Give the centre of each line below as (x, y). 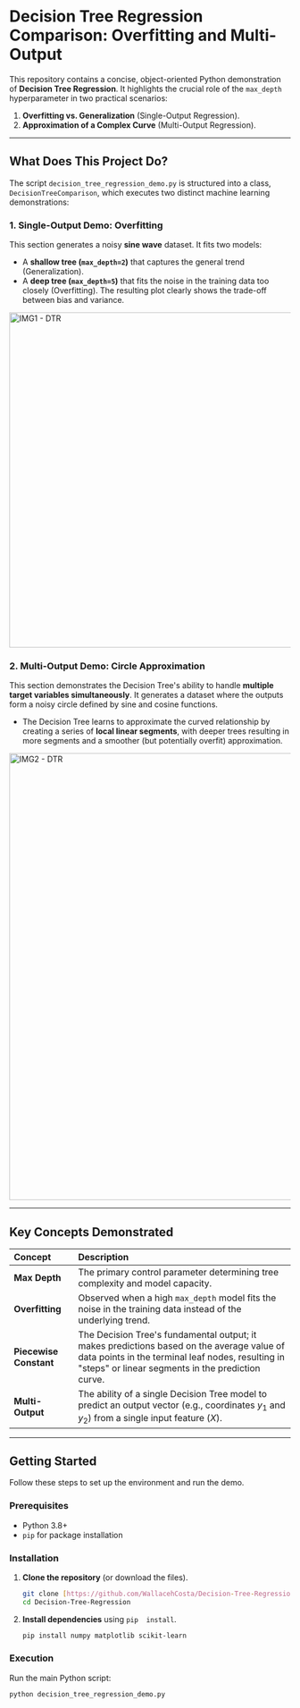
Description (104, 1258)
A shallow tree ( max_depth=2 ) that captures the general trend (133, 262)
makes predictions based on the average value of (182, 1346)
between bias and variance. (73, 300)
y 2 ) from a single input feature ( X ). (150, 1419)
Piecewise (36, 1351)
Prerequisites (39, 1506)
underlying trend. (114, 1320)
